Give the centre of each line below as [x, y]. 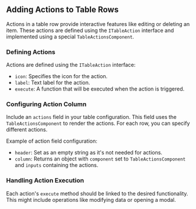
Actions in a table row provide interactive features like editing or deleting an [98, 24]
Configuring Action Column [46, 104]
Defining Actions [31, 52]
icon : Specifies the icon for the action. [61, 76]
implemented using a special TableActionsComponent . [70, 36]
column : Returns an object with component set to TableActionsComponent [100, 159]
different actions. [27, 130]
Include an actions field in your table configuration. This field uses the [92, 117]
